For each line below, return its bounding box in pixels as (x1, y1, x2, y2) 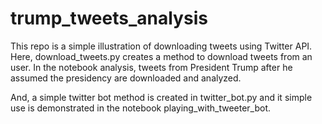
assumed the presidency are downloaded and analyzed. (10, 72, 242, 84)
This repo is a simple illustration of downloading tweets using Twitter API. (10, 40, 313, 52)
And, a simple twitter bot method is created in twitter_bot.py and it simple (10, 91, 313, 103)
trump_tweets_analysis (10, 7, 208, 30)
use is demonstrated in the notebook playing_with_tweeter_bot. (10, 102, 272, 114)
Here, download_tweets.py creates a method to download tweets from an (10, 50, 313, 62)
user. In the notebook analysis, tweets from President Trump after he (10, 61, 293, 73)
